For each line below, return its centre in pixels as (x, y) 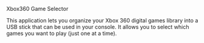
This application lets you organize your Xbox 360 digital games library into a (102, 20)
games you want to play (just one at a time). (62, 33)
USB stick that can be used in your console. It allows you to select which (98, 27)
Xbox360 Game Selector (37, 9)
